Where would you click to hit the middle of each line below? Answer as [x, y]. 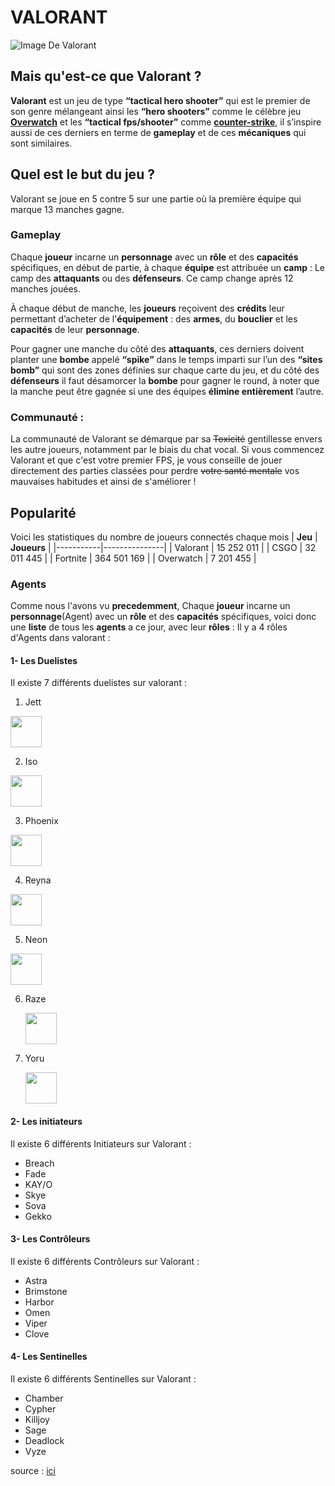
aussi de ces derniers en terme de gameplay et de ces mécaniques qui [158, 132]
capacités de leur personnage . [75, 329]
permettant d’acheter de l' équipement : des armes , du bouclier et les [154, 318]
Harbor [39, 1302]
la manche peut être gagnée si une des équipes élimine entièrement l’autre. [167, 391]
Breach [39, 1163]
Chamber [44, 1398]
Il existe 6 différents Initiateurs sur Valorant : [101, 1143]
